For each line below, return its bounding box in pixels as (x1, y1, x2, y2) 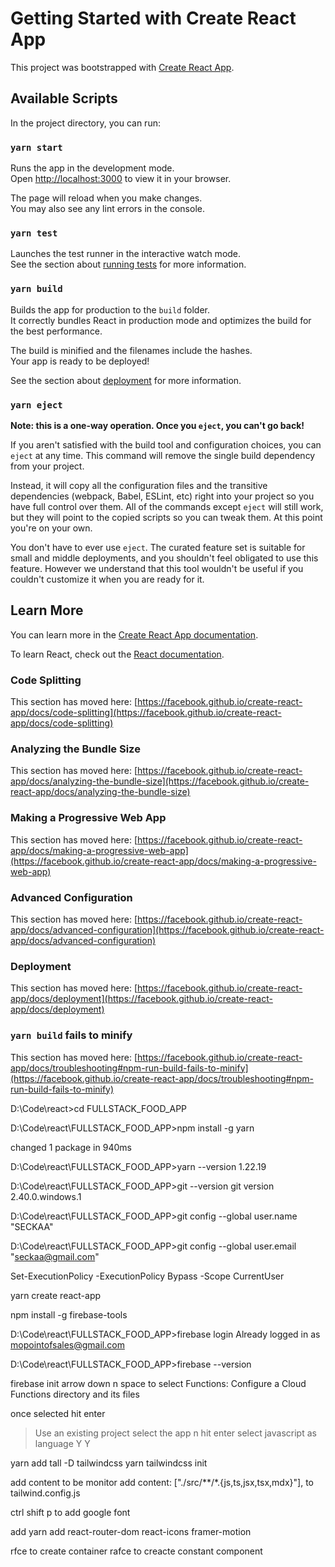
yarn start (10, 142, 63, 153)
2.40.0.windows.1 (10, 1190, 82, 1202)
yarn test (10, 227, 58, 239)
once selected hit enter (10, 1407, 106, 1419)
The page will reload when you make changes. (10, 192, 203, 204)
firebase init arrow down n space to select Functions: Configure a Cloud (10, 1377, 307, 1389)
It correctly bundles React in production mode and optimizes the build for (10, 314, 312, 326)
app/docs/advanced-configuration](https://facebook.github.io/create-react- (10, 923, 325, 936)
